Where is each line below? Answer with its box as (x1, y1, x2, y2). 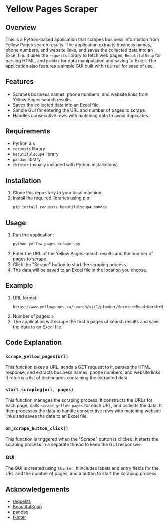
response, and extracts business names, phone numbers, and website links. (5, 369, 162, 375)
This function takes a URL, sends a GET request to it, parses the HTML (5, 364, 151, 370)
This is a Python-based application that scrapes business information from (5, 36, 159, 42)
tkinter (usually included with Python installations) (12, 161, 118, 167)
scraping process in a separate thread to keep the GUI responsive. (5, 441, 142, 448)
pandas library (12, 156, 41, 162)
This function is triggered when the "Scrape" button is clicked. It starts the (5, 436, 159, 442)
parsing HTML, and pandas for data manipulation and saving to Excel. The (5, 58, 156, 63)
